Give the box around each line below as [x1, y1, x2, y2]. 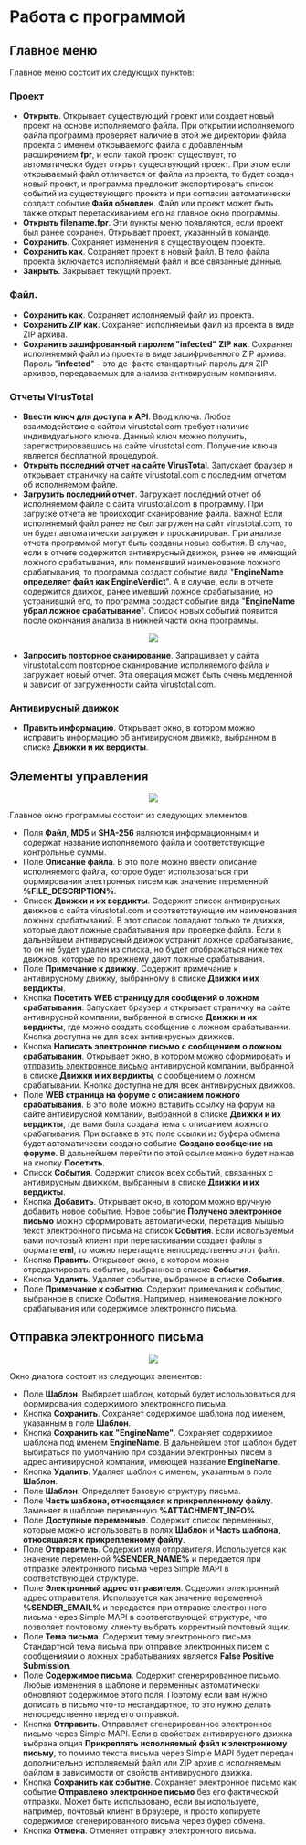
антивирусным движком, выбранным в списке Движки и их [22, 1176, 260, 1187]
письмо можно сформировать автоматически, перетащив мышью [22, 1216, 285, 1226]
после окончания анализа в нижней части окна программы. [22, 615, 259, 626]
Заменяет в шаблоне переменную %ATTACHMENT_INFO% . [22, 1504, 258, 1515]
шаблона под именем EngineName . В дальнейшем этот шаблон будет [22, 1437, 297, 1448]
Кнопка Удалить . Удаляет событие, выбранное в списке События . [22, 1274, 285, 1284]
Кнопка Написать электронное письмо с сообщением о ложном [22, 1041, 283, 1051]
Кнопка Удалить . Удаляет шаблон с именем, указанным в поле [22, 1466, 272, 1477]
